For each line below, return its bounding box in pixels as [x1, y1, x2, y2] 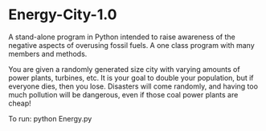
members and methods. [8, 49, 88, 58]
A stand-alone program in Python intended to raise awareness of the [8, 32, 235, 42]
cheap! [8, 98, 32, 108]
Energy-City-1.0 [8, 6, 117, 24]
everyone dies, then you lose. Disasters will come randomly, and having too [8, 81, 259, 91]
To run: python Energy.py [8, 113, 92, 123]
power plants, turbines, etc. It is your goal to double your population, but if [8, 73, 255, 82]
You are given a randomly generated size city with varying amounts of [8, 64, 240, 73]
